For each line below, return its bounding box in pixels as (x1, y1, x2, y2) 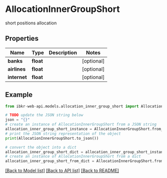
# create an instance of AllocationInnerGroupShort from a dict (5, 154, 141, 159)
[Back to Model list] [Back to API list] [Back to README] (5, 168, 119, 174)
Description (49, 49, 77, 56)
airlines (7, 66, 26, 73)
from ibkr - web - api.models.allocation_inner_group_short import (5, 103, 139, 109)
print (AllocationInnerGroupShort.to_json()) (5, 136, 99, 141)
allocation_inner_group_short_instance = (5, 127, 92, 132)
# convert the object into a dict (5, 145, 77, 150)
